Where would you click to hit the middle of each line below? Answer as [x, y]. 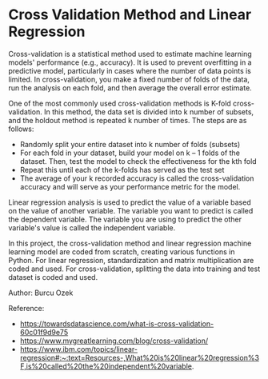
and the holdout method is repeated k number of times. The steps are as [128, 120]
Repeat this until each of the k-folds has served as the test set [122, 170]
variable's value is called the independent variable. [92, 227]
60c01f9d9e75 [44, 332]
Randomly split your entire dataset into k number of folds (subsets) [130, 144]
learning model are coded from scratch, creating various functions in [122, 251]
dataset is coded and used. [53, 277]
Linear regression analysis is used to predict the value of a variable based [130, 202]
